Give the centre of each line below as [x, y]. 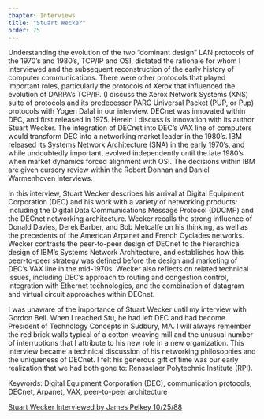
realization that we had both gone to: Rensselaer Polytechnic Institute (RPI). [131, 368]
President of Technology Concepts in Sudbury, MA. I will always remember [130, 326]
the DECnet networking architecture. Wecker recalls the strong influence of [130, 219]
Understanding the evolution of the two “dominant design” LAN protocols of [131, 53]
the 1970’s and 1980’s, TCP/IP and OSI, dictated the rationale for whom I [125, 61]
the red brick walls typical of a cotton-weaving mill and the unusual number [131, 335]
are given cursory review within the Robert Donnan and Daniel [109, 170]
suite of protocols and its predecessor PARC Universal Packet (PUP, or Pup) [131, 103]
